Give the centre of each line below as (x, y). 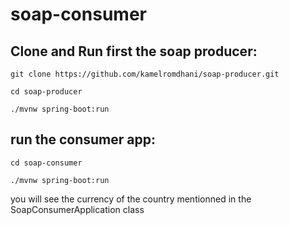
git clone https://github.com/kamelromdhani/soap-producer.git (145, 74)
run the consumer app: (83, 139)
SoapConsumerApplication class (77, 209)
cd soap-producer (46, 92)
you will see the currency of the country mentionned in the (131, 199)
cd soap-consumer (46, 163)
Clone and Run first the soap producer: (134, 51)
